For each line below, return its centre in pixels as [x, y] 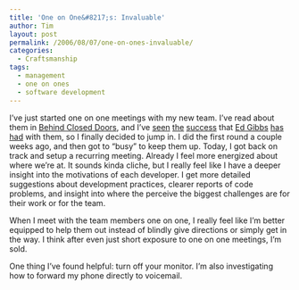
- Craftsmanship [47, 59]
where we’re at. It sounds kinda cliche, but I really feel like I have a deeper [145, 165]
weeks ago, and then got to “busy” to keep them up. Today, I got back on [144, 146]
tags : [19, 68]
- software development [61, 92]
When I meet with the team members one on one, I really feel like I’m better [147, 220]
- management [42, 76]
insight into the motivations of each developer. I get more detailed [130, 174]
